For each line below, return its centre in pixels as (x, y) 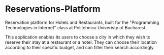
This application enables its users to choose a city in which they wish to (78, 37)
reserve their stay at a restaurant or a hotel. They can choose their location (81, 42)
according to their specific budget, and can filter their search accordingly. (80, 47)
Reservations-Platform (53, 9)
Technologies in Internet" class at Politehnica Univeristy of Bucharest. (76, 27)
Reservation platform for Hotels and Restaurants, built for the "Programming (82, 22)
